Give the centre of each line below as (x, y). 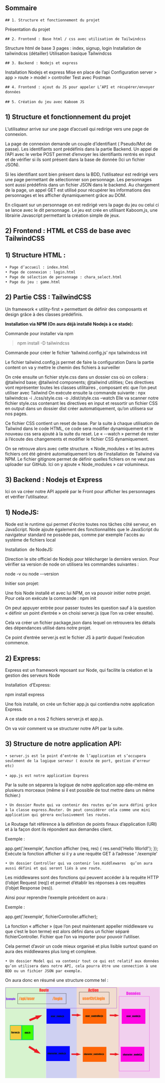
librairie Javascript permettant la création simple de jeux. (63, 215)
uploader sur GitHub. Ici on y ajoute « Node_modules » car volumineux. (77, 464)
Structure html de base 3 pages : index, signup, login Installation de (73, 48)
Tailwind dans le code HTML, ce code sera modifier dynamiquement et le (79, 428)
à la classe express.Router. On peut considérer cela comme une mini (78, 810)
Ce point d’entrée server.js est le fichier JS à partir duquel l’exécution (75, 638)
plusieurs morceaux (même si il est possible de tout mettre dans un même (80, 790)
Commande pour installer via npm (39, 333)
